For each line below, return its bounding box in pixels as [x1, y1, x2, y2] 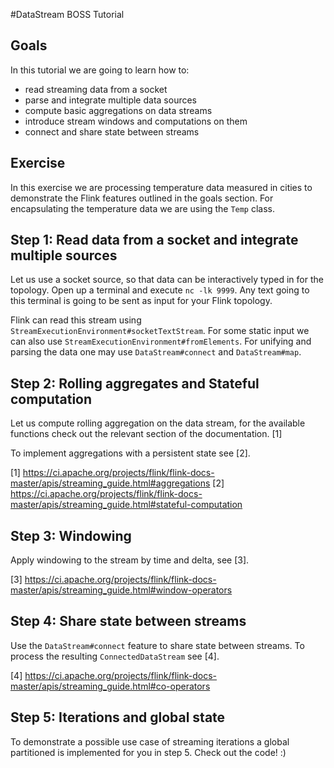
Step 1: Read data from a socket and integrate [10, 232, 299, 249]
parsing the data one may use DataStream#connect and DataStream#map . [10, 346, 302, 358]
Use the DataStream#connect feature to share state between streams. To [10, 639, 305, 651]
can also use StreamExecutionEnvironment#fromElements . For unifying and [10, 335, 312, 348]
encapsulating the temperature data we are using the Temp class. [10, 202, 276, 214]
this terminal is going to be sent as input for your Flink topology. [10, 295, 273, 307]
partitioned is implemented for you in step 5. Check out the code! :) [10, 746, 287, 758]
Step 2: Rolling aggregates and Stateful [10, 375, 260, 392]
